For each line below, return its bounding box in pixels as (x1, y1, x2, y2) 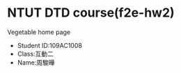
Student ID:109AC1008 (17, 41, 82, 49)
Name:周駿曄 (17, 58, 55, 67)
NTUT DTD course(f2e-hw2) (7, 5, 175, 21)
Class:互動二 (17, 49, 54, 58)
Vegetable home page (7, 28, 71, 36)
